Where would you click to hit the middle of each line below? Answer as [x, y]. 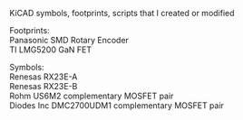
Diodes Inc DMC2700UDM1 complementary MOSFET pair [117, 106]
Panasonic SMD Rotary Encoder [69, 40]
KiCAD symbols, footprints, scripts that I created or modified [122, 13]
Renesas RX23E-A [44, 77]
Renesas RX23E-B [44, 86]
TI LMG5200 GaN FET [51, 50]
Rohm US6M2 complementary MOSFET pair [92, 96]
